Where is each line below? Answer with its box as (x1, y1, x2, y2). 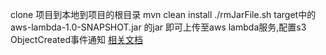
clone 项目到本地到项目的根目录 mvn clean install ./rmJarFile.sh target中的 (10, 9, 317, 20)
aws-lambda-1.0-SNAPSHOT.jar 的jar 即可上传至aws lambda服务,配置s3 (10, 21, 307, 33)
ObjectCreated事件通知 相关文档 (10, 34, 143, 45)
